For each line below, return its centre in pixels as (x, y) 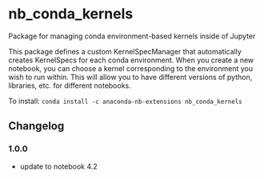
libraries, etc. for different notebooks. (70, 86)
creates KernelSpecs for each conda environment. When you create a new (131, 60)
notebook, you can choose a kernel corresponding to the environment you (131, 68)
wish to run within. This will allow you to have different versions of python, (130, 77)
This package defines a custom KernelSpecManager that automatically (125, 51)
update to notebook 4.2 (58, 166)
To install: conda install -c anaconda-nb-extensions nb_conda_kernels (125, 101)
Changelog (36, 126)
